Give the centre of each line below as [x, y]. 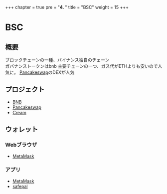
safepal [20, 186]
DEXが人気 [63, 72]
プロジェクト [25, 90]
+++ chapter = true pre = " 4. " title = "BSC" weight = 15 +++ [67, 7]
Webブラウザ [21, 145]
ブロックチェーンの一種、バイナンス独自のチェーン [57, 60]
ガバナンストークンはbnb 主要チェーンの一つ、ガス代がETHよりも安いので [82, 66]
